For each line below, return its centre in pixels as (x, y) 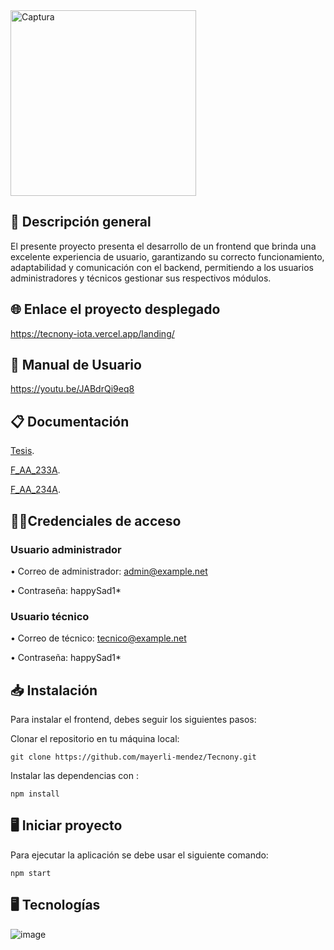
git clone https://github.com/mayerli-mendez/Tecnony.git (133, 757)
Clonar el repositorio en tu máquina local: (95, 739)
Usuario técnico (50, 616)
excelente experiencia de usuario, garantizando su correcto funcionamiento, (167, 256)
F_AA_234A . (36, 490)
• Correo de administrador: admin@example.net (109, 571)
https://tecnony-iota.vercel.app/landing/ (92, 333)
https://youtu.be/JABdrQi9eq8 (72, 389)
